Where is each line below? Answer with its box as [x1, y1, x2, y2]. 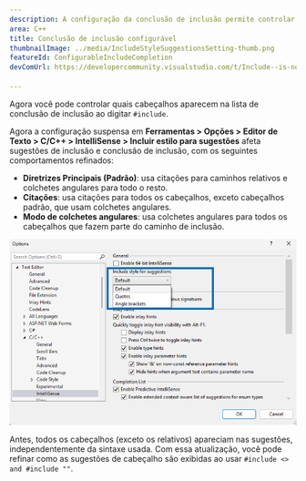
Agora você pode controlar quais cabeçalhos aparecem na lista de [9, 98, 260, 109]
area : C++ [9, 24, 47, 34]
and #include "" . [9, 463, 74, 474]
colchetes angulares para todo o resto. [22, 182, 168, 193]
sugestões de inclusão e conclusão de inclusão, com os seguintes [9, 145, 258, 156]
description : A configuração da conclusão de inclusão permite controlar [9, 15, 296, 24]
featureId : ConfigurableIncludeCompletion [9, 53, 173, 63]
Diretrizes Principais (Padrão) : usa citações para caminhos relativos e [22, 172, 289, 183]
